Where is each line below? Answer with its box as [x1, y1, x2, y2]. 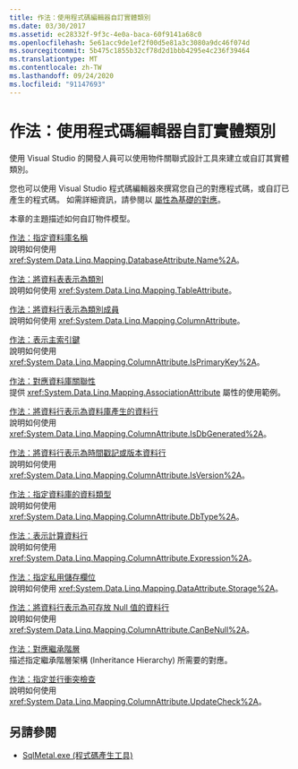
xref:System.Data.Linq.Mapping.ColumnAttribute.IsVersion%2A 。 [9, 470, 251, 480]
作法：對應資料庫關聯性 [9, 376, 96, 386]
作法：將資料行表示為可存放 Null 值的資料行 [9, 601, 170, 612]
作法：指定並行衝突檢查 [9, 673, 96, 684]
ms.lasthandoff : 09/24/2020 [9, 72, 115, 81]
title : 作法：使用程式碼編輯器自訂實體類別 [9, 13, 151, 22]
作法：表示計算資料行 [9, 530, 88, 540]
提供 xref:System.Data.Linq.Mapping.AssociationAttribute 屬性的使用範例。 [9, 386, 286, 397]
